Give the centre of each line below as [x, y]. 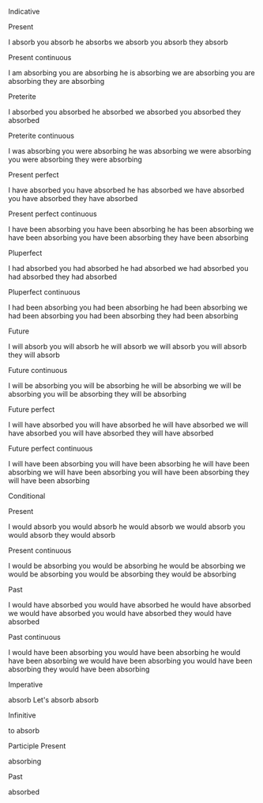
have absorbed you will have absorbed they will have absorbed [111, 433]
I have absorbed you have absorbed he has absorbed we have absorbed [126, 190]
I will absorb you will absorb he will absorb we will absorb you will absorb [128, 346]
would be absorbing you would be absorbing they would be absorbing [122, 574]
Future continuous [38, 370]
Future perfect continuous [51, 448]
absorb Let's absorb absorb [53, 700]
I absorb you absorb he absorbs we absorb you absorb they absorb [118, 42]
